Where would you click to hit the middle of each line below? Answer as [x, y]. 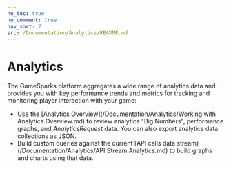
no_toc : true [26, 13]
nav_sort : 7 [24, 26]
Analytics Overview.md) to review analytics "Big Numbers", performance [120, 121]
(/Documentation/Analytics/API [61, 151]
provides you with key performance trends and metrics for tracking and [109, 93]
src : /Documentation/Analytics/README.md [68, 33]
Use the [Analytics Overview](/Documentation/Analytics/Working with [116, 114]
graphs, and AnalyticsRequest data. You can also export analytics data [118, 129]
